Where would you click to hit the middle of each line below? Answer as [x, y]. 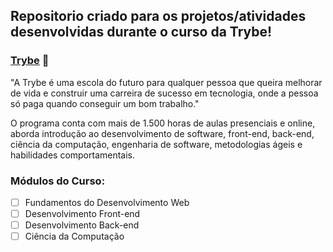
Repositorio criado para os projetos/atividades [158, 16]
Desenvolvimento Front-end [82, 214]
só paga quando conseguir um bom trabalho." [105, 103]
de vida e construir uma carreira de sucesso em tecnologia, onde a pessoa [164, 93]
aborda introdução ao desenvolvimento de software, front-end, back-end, [162, 133]
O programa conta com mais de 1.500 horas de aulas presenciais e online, [163, 123]
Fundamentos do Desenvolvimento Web [107, 202]
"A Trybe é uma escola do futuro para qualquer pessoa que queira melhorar [166, 82]
